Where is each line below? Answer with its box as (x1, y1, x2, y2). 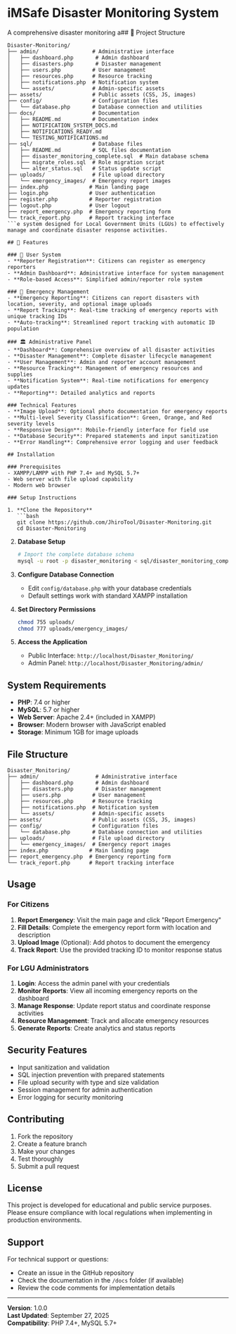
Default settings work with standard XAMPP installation (27, 591, 188, 600)
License (7, 1183, 43, 1195)
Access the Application (17, 638, 88, 646)
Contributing (7, 1114, 65, 1126)
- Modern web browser (7, 482, 71, 489)
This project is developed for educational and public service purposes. (7, 1201, 212, 1209)
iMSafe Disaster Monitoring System (7, 5, 219, 21)
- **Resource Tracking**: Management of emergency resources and (7, 365, 202, 372)
